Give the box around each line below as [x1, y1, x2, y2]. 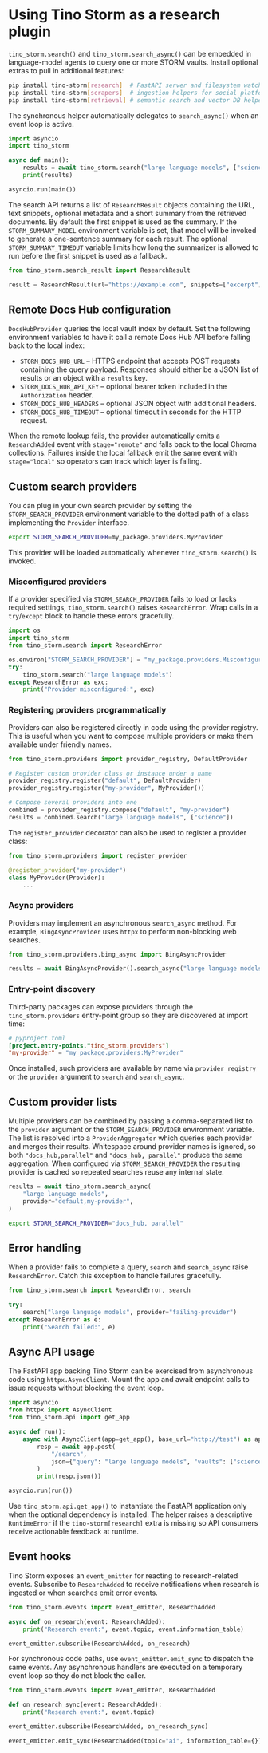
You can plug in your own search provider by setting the [8, 501, 193, 511]
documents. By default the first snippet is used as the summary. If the [8, 217, 238, 227]
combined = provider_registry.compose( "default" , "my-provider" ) [8, 806, 230, 815]
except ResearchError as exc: [8, 678, 109, 686]
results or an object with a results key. [19, 373, 148, 383]
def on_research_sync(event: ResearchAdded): [8, 1701, 162, 1709]
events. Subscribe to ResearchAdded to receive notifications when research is [8, 1579, 260, 1589]
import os [8, 626, 41, 635]
